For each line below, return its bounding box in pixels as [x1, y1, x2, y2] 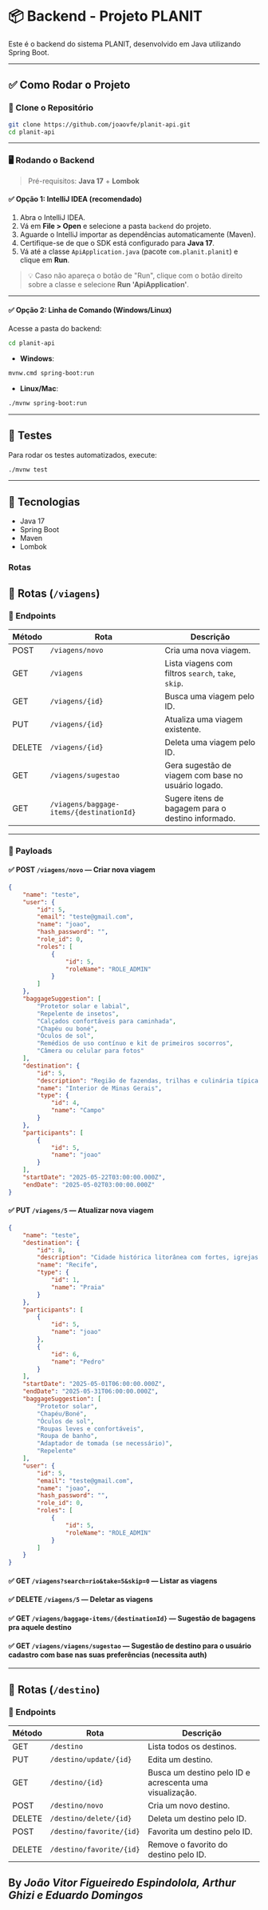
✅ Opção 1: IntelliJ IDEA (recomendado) [8, 194, 142, 204]
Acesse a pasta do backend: [8, 324, 102, 334]
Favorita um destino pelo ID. [147, 1826, 253, 1837]
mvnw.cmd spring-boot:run [8, 369, 94, 377]
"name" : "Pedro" [50, 1358, 105, 1366]
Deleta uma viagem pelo [164, 736, 256, 747]
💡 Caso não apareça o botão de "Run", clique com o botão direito [27, 270, 243, 280]
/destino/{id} [49, 1778, 104, 1787]
